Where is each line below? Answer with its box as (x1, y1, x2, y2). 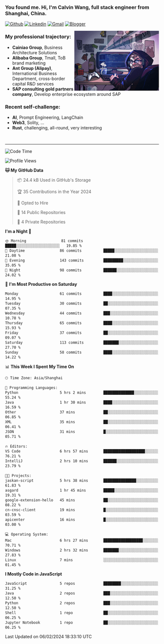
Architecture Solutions (12, 49, 57, 55)
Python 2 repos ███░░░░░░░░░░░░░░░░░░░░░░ (5, 601, 159, 605)
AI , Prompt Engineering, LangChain (12, 114, 83, 120)
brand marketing (12, 60, 46, 66)
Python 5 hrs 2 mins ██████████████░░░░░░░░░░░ (5, 390, 159, 395)
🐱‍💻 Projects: (5, 473, 32, 478)
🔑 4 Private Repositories (17, 219, 66, 225)
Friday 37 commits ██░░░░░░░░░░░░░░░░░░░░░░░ (5, 330, 159, 335)
